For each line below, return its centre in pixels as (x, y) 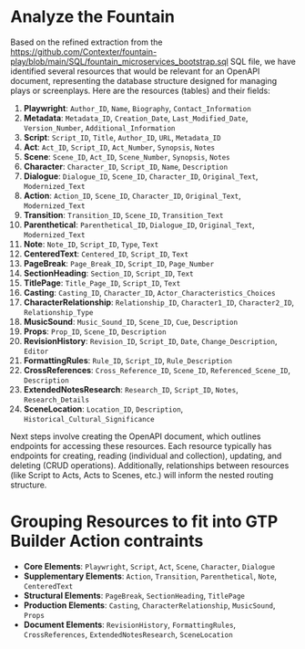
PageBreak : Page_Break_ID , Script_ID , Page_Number (119, 263)
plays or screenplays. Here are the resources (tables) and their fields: (141, 90)
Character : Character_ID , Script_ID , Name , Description (126, 166)
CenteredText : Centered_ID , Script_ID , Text (106, 254)
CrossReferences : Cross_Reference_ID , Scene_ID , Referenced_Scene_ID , (157, 370)
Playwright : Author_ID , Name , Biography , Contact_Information (137, 108)
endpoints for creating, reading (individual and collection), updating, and (146, 455)
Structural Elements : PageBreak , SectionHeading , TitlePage (134, 595)
